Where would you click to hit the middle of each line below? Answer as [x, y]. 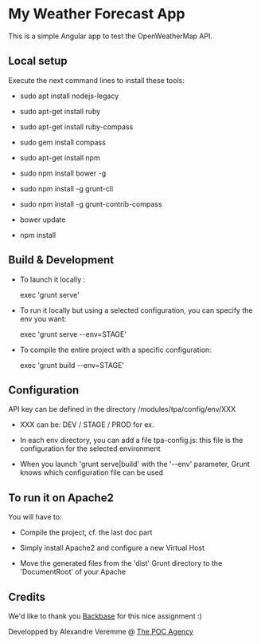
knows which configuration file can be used [92, 472]
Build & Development [61, 260]
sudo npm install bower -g [63, 173]
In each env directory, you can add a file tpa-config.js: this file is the [131, 441]
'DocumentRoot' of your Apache [73, 572]
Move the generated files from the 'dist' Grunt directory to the [121, 563]
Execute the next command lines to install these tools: [96, 80]
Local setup [38, 61]
